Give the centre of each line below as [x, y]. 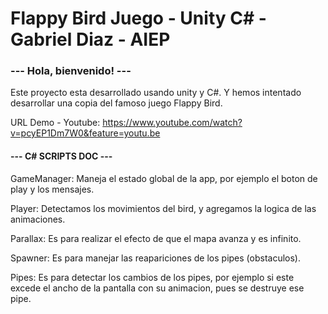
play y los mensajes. [52, 189]
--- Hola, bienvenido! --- [71, 71]
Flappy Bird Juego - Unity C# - [138, 18]
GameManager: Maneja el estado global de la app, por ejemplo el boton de [164, 178]
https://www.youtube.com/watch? [172, 123]
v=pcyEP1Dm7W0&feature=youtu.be [85, 133]
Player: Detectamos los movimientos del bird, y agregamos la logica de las [163, 208]
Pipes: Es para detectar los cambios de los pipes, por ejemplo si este [152, 277]
